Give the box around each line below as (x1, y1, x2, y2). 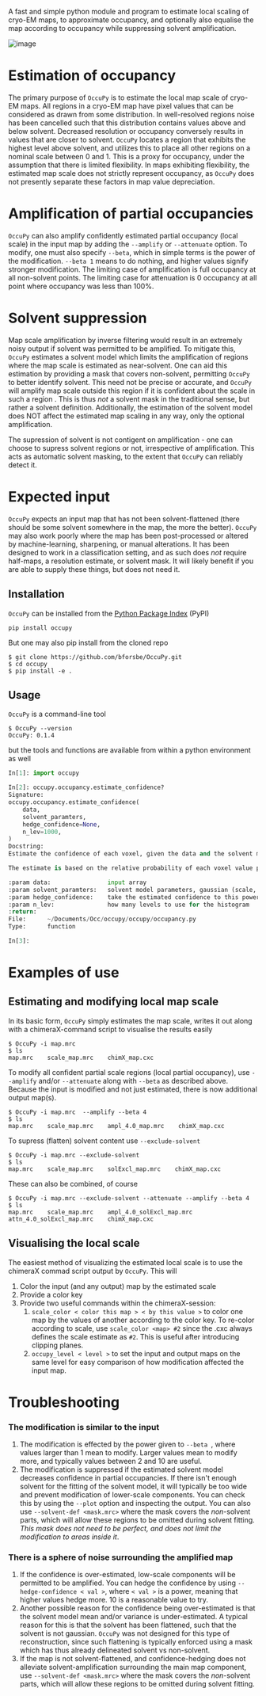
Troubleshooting (8, 1393, 120, 1411)
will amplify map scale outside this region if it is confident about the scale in (8, 386, 256, 395)
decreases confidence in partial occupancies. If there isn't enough (19, 1473, 237, 1483)
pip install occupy (8, 623, 73, 632)
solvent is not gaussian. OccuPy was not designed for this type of (19, 1629, 230, 1638)
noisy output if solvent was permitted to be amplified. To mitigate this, (8, 344, 236, 353)
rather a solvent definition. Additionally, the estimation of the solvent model (8, 402, 253, 412)
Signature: (8, 791, 44, 799)
